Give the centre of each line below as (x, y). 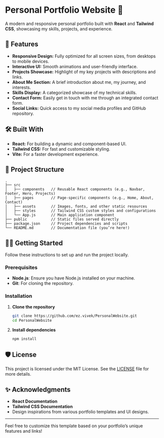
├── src (13, 185)
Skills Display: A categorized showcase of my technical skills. (74, 92)
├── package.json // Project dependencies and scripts (66, 224)
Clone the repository (33, 307)
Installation (19, 296)
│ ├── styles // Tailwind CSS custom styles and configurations (81, 211)
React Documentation (35, 401)
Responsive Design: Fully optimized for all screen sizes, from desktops (84, 56)
